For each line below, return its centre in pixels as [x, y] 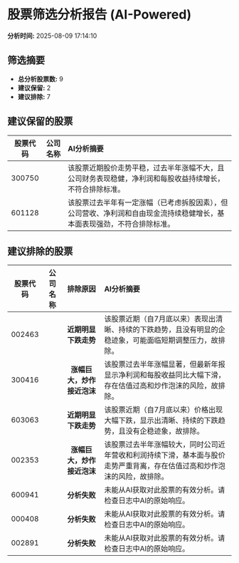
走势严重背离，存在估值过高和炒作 [161, 466]
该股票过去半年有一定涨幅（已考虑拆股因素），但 [148, 202]
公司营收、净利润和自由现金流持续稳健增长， [142, 213]
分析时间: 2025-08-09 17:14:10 [52, 36]
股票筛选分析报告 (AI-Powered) [100, 15]
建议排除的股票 [40, 251]
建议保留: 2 [34, 88]
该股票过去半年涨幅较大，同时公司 [161, 445]
